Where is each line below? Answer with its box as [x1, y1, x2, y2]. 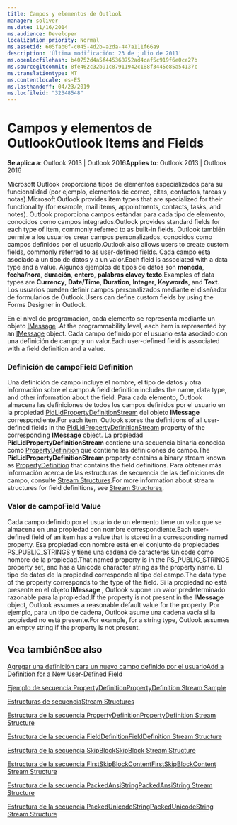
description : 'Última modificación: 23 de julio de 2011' [7, 50, 182, 57]
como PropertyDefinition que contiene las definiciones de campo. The [7, 446, 210, 455]
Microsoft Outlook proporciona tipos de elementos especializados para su [7, 180, 223, 189]
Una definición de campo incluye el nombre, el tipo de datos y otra [7, 378, 202, 387]
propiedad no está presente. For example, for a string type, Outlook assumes [7, 615, 230, 624]
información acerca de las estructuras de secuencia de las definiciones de [7, 469, 225, 477]
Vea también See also [7, 643, 103, 656]
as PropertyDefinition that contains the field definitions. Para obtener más [7, 461, 222, 470]
